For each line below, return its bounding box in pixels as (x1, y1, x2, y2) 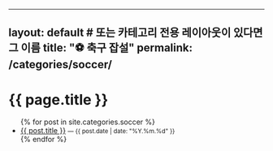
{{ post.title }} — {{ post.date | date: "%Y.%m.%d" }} (19, 126, 175, 136)
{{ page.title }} (8, 90, 109, 109)
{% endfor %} (19, 135, 67, 145)
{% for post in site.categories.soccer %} (19, 117, 156, 127)
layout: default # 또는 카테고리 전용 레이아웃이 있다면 (8, 26, 263, 40)
